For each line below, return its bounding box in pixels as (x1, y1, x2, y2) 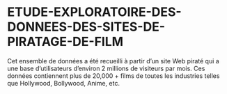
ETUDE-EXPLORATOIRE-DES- (7, 4, 182, 20)
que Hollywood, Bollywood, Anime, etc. (7, 79, 120, 87)
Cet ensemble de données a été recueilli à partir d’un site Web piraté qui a (7, 56, 219, 65)
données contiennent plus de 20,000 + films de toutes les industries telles (7, 71, 220, 80)
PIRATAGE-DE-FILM (7, 34, 124, 49)
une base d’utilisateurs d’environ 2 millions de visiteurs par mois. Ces (7, 64, 205, 72)
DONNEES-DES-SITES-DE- (7, 19, 166, 35)
